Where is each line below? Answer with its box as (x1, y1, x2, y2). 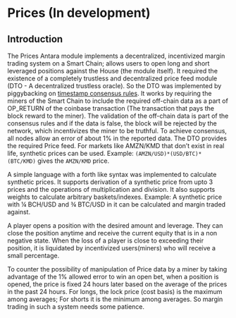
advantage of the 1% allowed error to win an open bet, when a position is (7, 273, 219, 281)
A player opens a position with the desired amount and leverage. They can (7, 221, 223, 230)
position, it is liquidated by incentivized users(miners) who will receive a (7, 244, 216, 252)
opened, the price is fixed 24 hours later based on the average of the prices (7, 280, 228, 288)
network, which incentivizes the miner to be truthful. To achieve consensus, (7, 127, 228, 135)
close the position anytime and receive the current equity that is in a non (7, 229, 218, 237)
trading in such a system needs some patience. (7, 302, 145, 311)
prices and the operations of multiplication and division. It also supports (7, 185, 216, 193)
